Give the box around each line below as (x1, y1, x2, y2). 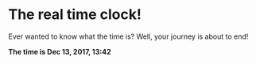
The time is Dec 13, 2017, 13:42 (8, 47, 111, 56)
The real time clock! (8, 6, 142, 24)
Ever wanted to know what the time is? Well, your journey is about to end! (8, 32, 249, 41)
